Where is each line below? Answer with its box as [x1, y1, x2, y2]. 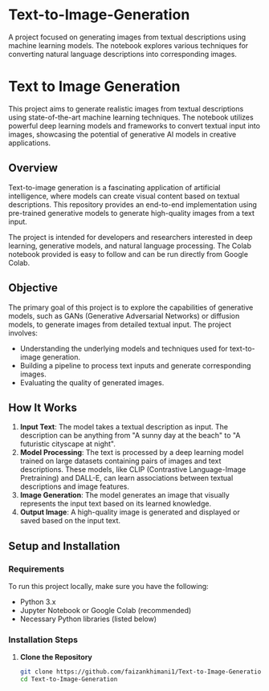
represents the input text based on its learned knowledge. [19, 499, 211, 509]
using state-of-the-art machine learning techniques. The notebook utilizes [8, 112, 255, 122]
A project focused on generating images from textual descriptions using [8, 32, 247, 42]
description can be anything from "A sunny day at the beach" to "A [19, 431, 241, 441]
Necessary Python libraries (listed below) [19, 614, 157, 624]
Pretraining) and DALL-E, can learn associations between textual [19, 474, 234, 483]
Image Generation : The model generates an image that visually [19, 490, 230, 500]
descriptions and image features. [19, 482, 130, 491]
